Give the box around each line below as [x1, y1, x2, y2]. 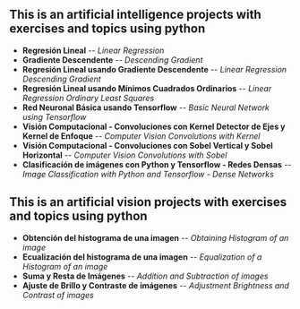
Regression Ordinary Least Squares [21, 92, 155, 103]
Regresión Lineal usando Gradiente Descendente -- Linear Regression [21, 64, 287, 74]
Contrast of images [21, 289, 94, 300]
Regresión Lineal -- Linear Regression [21, 45, 165, 56]
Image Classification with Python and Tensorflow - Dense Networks [21, 168, 275, 179]
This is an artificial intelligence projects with [9, 7, 261, 22]
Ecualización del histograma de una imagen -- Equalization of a [21, 251, 262, 262]
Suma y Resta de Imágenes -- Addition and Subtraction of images [21, 270, 269, 281]
